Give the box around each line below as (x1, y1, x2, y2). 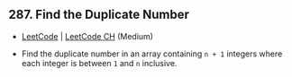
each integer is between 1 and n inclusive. (21, 57, 178, 68)
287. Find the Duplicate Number (8, 7, 190, 22)
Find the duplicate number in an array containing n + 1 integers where (21, 48, 283, 59)
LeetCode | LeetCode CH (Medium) (21, 30, 154, 41)
